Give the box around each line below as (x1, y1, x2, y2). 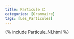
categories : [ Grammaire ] (5, 12, 55, 16)
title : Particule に (5, 7, 46, 12)
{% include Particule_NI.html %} (5, 29, 69, 35)
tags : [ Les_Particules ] (5, 16, 53, 21)
